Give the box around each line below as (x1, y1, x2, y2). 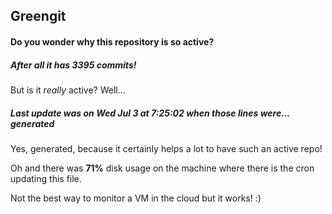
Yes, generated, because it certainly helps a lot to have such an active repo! (10, 142, 323, 154)
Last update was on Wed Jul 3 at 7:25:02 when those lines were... (10, 107, 290, 119)
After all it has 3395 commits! (10, 59, 137, 71)
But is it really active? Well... (10, 84, 126, 96)
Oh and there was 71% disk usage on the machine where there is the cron (10, 162, 315, 174)
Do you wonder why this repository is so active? (10, 35, 215, 48)
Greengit (10, 8, 67, 25)
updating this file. (10, 172, 82, 184)
